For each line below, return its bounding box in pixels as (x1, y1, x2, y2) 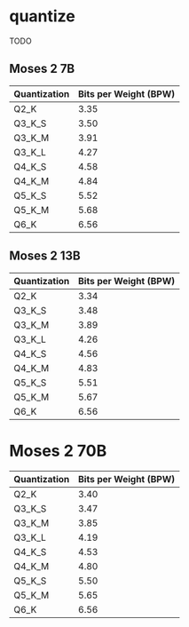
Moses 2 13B (9, 249, 82, 264)
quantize (9, 6, 75, 27)
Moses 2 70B (9, 440, 107, 461)
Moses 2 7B (9, 61, 75, 76)
